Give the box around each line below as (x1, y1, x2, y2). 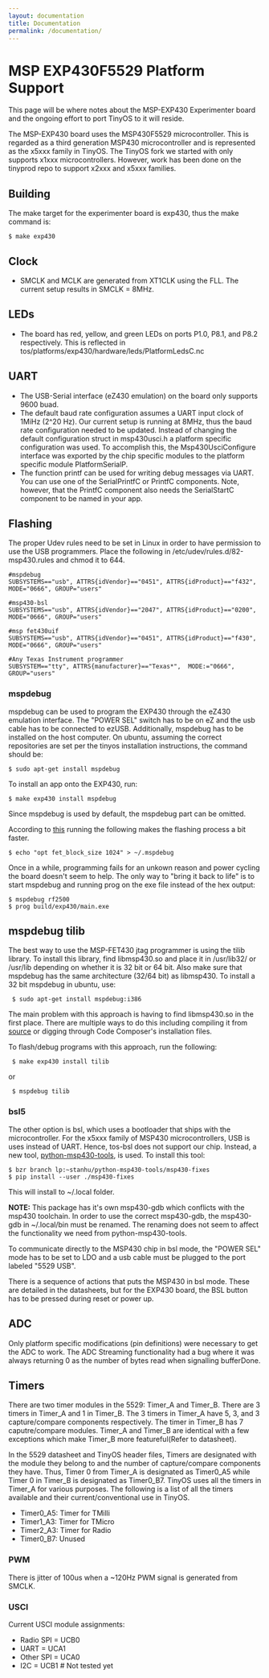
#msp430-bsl (8, 599, 48, 607)
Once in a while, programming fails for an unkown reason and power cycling (8, 863, 260, 872)
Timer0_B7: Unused (19, 1534, 86, 1543)
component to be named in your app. (19, 493, 143, 503)
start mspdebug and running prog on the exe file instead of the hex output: (8, 880, 255, 889)
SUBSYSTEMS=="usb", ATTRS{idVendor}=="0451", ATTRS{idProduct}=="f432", (8, 578, 257, 586)
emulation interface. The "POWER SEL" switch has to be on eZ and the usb (8, 715, 255, 725)
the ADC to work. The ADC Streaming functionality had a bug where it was (8, 1347, 255, 1357)
